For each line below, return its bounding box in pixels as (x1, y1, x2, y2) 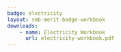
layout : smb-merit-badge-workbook (7, 16, 106, 23)
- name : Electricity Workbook (19, 28, 106, 36)
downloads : (7, 22, 38, 29)
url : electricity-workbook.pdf (25, 35, 115, 42)
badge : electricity (7, 9, 63, 17)
